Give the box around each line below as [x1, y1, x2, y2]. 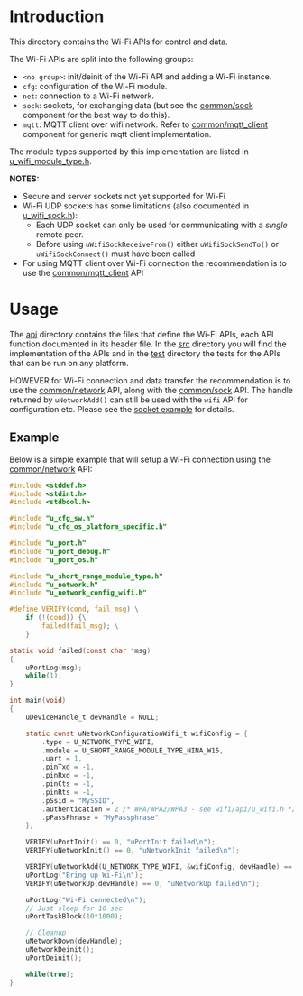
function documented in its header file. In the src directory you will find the [9, 338, 287, 349]
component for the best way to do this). [22, 109, 170, 120]
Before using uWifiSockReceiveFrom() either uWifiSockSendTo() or [35, 238, 280, 249]
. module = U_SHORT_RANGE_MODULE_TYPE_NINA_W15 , [41, 746, 224, 755]
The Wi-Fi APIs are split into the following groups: [9, 53, 194, 64]
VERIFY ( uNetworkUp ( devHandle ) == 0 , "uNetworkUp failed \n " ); [25, 879, 261, 888]
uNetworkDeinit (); [25, 945, 95, 954]
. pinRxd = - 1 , [41, 771, 95, 780]
